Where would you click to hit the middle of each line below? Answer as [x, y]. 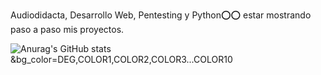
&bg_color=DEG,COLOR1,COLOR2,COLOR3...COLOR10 [121, 59]
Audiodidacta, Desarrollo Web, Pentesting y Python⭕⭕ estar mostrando [161, 15]
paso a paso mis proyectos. [67, 29]
